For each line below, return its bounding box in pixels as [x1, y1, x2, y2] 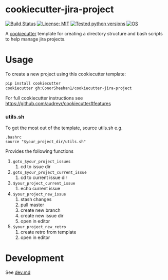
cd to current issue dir [20, 174, 68, 181]
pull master [20, 202, 45, 208]
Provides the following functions [5, 148, 73, 154]
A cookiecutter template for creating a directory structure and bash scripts [5, 30, 163, 36]
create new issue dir [20, 212, 64, 218]
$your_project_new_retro [12, 224, 66, 229]
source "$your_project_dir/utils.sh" [5, 139, 86, 144]
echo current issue [20, 185, 61, 191]
